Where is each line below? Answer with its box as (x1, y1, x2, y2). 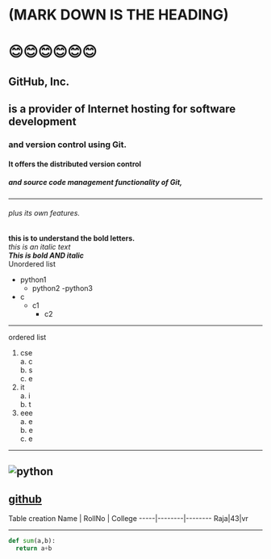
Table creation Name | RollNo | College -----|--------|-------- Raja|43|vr (8, 514, 248, 523)
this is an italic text (8, 242, 71, 251)
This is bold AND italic (8, 250, 85, 260)
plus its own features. (8, 208, 81, 218)
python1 (19, 275, 47, 284)
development (8, 115, 77, 128)
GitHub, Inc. (8, 74, 70, 88)
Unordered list (8, 258, 56, 268)
